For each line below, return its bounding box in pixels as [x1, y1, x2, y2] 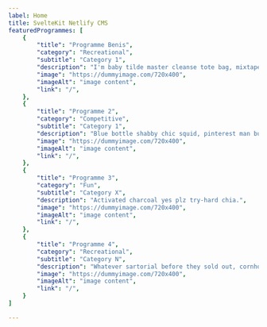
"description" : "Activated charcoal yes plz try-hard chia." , [37, 196, 247, 204]
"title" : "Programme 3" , [37, 174, 119, 183]
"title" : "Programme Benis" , [37, 41, 133, 49]
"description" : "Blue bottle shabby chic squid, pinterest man [37, 129, 250, 137]
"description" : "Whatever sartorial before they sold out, [37, 263, 237, 271]
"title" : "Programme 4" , [37, 240, 119, 248]
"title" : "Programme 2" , [37, 108, 119, 116]
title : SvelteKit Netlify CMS [8, 19, 109, 27]
